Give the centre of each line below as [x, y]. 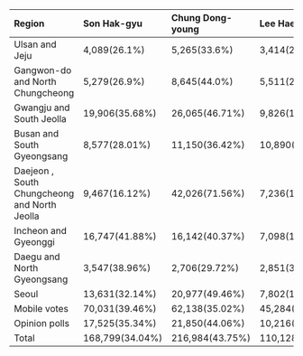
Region [29, 23]
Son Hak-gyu [112, 23]
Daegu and [37, 257]
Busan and [37, 133]
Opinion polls [42, 323]
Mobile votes [41, 309]
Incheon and [41, 231]
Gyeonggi [35, 242]
